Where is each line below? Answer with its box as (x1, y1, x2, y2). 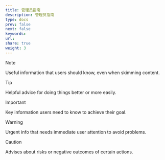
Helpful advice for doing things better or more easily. (5, 89, 116, 95)
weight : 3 (5, 45, 27, 51)
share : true (5, 41, 31, 46)
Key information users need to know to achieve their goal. (5, 109, 127, 115)
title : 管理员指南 (5, 7, 41, 13)
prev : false (5, 21, 31, 27)
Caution (5, 139, 22, 145)
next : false (5, 27, 31, 32)
